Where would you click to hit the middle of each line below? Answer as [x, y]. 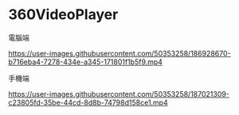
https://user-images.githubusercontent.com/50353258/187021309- [119, 94]
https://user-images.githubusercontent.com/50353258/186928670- [119, 53]
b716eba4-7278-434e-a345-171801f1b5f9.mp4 [86, 62]
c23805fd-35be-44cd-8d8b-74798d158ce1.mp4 [88, 102]
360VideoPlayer [63, 15]
